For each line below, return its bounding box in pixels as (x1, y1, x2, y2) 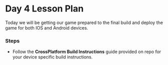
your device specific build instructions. (12, 54, 93, 60)
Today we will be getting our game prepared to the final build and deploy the (5, 19, 163, 25)
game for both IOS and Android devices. (5, 24, 89, 30)
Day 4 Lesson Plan (5, 3, 84, 14)
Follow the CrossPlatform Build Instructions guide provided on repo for (12, 48, 161, 55)
